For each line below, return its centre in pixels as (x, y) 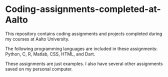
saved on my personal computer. (39, 69)
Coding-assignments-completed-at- (83, 9)
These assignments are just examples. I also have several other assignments (84, 63)
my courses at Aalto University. (37, 39)
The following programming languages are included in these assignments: (81, 48)
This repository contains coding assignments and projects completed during (84, 33)
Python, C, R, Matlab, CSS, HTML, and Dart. (50, 54)
